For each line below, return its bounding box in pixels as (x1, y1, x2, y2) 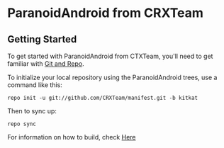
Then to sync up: (7, 107, 57, 115)
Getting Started (7, 33, 77, 45)
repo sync (7, 120, 37, 127)
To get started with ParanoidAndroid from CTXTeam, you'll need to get (7, 52, 213, 60)
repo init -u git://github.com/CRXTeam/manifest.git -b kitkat (7, 94, 198, 101)
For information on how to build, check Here (7, 133, 136, 141)
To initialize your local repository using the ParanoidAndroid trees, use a (7, 73, 218, 81)
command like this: (7, 81, 62, 89)
